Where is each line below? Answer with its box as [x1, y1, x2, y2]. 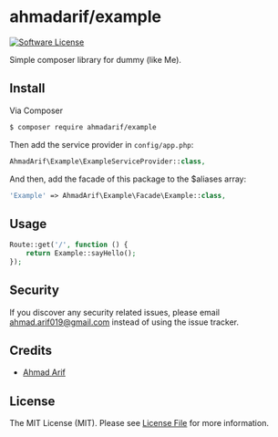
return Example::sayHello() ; [26, 249, 137, 258]
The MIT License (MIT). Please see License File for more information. [9, 418, 269, 429]
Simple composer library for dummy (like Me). [9, 54, 182, 65]
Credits [9, 343, 53, 359]
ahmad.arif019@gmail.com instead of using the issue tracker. [9, 317, 240, 328]
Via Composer [9, 105, 64, 116]
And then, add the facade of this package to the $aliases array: [9, 173, 247, 184]
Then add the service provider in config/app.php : [9, 139, 194, 150]
